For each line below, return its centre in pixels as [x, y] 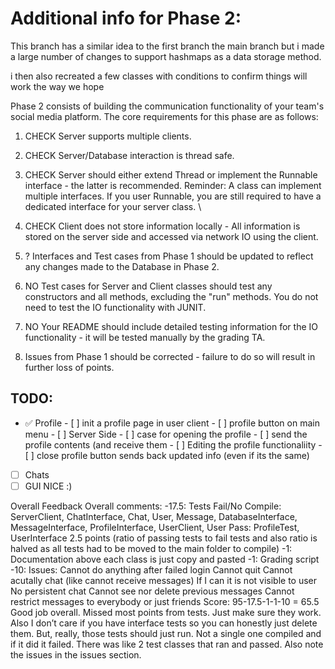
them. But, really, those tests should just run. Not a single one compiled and [166, 633]
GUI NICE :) [48, 486]
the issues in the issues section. [76, 654]
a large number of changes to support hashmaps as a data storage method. [166, 56]
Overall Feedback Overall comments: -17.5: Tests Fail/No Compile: [146, 506]
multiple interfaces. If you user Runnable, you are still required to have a [173, 196]
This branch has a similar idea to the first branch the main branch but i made [167, 46]
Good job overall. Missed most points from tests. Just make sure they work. [166, 612]
